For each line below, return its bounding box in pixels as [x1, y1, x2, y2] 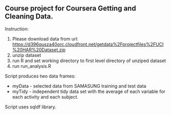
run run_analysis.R [12, 63, 52, 69]
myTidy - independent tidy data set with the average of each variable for [12, 88, 166, 94]
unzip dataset [12, 52, 41, 58]
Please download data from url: [12, 35, 79, 42]
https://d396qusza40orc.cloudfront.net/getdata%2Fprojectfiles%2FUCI [12, 41, 164, 47]
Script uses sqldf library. [5, 104, 57, 110]
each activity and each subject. [12, 93, 79, 100]
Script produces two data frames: [5, 73, 76, 79]
